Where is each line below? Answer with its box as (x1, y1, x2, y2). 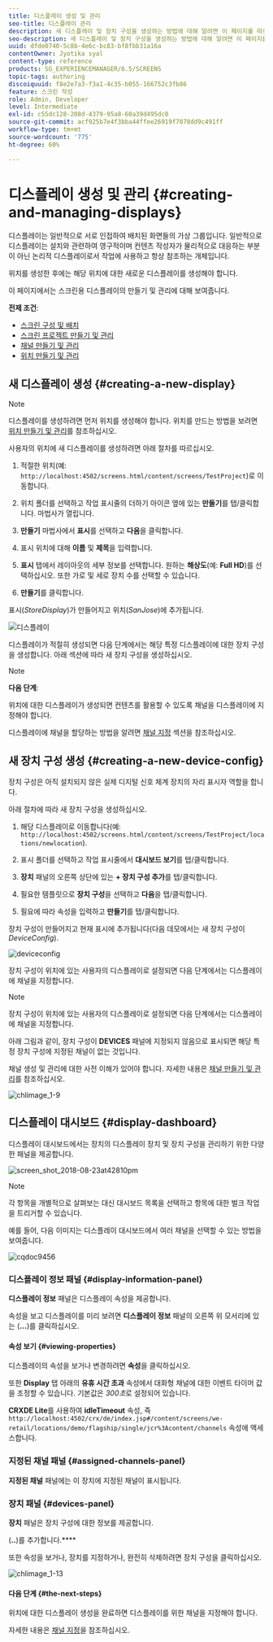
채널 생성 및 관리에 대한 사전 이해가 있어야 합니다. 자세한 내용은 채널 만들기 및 (8, 1063, 253, 1074)
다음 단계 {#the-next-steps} (8, 1588, 102, 1598)
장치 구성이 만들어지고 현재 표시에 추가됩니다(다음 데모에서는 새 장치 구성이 (8, 924, 245, 934)
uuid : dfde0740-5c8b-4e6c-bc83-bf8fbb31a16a (8, 42, 162, 50)
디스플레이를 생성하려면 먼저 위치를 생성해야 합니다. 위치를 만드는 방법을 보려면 (8, 416, 258, 426)
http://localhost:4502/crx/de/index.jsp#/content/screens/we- (8, 1415, 223, 1423)
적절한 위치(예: (19, 461, 67, 470)
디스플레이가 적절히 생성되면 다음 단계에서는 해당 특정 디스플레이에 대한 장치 (8, 640, 249, 649)
